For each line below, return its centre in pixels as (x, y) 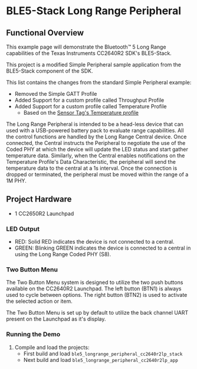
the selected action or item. (39, 301)
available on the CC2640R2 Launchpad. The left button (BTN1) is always (94, 289)
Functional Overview (45, 33)
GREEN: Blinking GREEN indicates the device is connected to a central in (103, 248)
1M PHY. (16, 181)
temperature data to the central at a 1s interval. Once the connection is (92, 168)
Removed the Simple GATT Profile (56, 94)
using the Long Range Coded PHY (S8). (63, 254)
